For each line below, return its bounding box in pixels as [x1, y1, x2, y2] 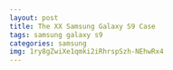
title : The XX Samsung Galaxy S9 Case [9, 22, 156, 31]
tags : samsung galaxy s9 [9, 30, 103, 39]
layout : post [9, 13, 59, 23]
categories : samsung [9, 38, 88, 48]
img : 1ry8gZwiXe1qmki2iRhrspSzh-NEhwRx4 [9, 47, 165, 56]
